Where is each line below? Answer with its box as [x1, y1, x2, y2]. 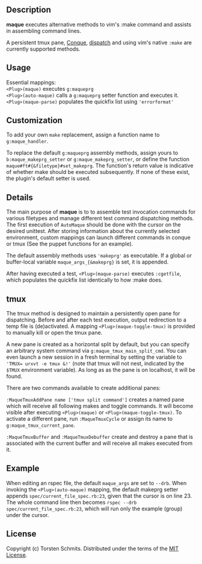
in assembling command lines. [6, 27, 82, 34]
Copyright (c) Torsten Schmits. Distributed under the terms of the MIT [6, 545, 179, 552]
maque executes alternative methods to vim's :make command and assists [6, 20, 192, 28]
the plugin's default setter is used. [6, 175, 91, 182]
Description [6, 5, 51, 15]
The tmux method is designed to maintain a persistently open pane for [6, 310, 180, 317]
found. [6, 373, 23, 380]
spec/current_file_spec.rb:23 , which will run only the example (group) [6, 505, 183, 512]
